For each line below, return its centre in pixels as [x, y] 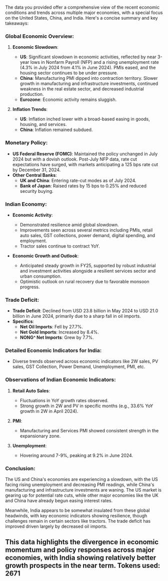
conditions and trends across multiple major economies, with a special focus [84, 13]
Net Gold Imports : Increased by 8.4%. [59, 332]
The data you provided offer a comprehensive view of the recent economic [82, 7]
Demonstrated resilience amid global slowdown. [69, 224]
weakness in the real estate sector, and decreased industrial [82, 89]
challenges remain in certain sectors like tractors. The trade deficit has [78, 521]
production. [32, 94]
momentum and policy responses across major [80, 550]
